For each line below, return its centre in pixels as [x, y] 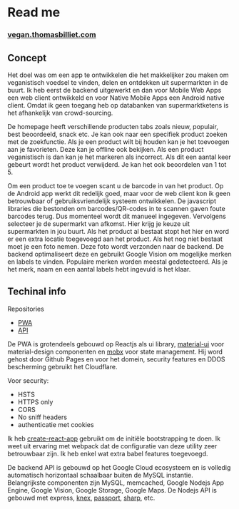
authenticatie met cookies [56, 424]
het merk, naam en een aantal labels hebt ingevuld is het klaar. [99, 269]
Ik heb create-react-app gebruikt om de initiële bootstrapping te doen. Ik [114, 438]
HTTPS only [35, 402]
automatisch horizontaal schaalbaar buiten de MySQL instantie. [101, 475]
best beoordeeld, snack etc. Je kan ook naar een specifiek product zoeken [117, 134]
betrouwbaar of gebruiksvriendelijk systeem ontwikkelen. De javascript [112, 201]
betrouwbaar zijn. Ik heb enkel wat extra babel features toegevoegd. [108, 453]
